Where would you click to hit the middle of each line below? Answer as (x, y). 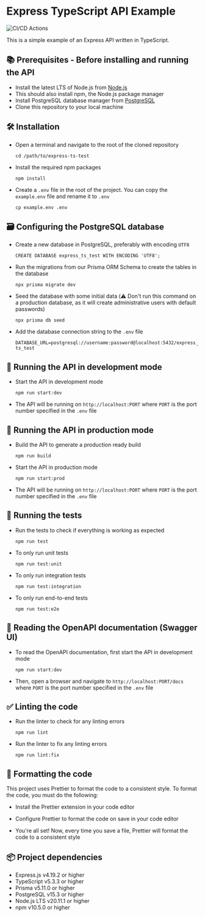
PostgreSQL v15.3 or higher (49, 894)
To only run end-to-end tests (52, 598)
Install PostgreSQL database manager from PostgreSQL (85, 100)
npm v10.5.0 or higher (42, 908)
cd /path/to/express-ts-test (52, 156)
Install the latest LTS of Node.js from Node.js (71, 87)
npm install (30, 179)
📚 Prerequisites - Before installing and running (98, 60)
